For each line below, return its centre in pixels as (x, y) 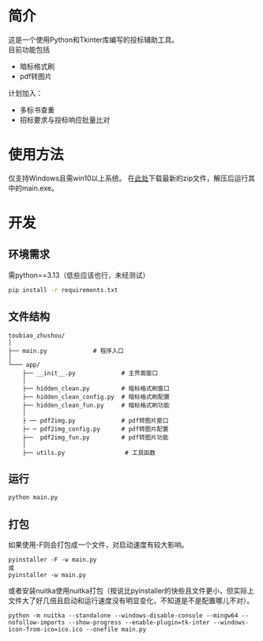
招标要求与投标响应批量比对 (65, 119)
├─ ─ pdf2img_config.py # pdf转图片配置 (96, 429)
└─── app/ (24, 365)
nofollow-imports (37, 623)
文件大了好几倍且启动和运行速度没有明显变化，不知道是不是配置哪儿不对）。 (131, 601)
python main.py (33, 498)
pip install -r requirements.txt (63, 290)
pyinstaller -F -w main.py (53, 560)
